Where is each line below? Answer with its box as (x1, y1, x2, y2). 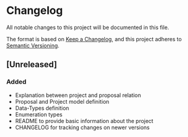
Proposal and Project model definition (15, 98, 110, 105)
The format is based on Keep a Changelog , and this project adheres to (6, 35, 182, 42)
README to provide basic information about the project (15, 117, 153, 124)
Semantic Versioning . (6, 42, 59, 49)
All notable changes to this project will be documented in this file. (6, 24, 170, 31)
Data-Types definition (15, 104, 70, 112)
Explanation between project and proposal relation (15, 92, 141, 99)
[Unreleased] (6, 59, 58, 70)
